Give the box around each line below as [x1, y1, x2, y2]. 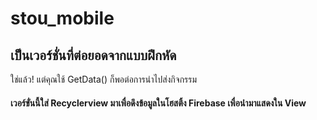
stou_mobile [10, 7, 115, 30]
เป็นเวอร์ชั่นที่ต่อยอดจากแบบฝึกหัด [10, 47, 177, 64]
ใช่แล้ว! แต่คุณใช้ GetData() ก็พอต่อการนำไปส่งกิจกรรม [10, 73, 198, 85]
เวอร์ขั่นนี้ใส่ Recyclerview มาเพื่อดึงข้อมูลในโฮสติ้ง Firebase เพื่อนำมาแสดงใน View [10, 97, 307, 109]
